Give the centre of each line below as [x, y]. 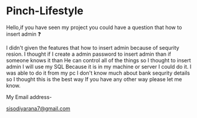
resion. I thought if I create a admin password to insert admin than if [89, 54]
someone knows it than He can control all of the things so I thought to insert [98, 60]
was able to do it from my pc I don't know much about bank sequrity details [98, 73]
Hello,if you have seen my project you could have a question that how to [94, 27]
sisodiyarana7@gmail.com [38, 109]
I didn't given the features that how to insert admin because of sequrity [93, 47]
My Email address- [29, 97]
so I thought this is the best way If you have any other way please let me [94, 79]
